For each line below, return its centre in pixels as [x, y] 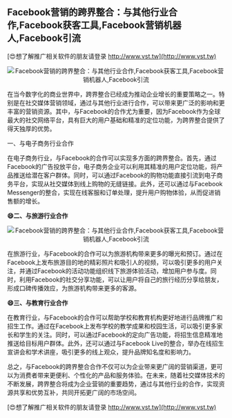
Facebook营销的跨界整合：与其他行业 [88, 12]
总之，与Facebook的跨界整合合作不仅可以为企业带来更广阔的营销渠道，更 [112, 366]
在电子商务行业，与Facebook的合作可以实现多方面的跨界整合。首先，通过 [112, 158]
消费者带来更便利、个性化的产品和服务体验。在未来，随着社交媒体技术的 [122, 375]
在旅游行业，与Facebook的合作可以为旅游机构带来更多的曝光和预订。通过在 [115, 253]
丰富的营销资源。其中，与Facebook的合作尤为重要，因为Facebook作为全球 [114, 111]
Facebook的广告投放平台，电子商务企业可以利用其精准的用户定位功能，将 [112, 166]
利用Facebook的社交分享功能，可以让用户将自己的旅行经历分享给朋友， [121, 279]
